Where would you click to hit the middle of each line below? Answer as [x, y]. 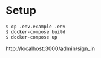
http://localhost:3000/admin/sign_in [50, 48]
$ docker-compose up [32, 37]
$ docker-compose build [36, 32]
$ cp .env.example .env [36, 27]
